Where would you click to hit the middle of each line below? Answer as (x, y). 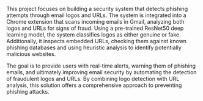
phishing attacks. (28, 92)
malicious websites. (31, 54)
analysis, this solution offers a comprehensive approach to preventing (94, 85)
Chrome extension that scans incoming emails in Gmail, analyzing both (95, 22)
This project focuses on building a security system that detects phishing (97, 9)
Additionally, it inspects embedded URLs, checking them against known (97, 41)
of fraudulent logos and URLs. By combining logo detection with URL (93, 79)
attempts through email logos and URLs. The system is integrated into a (96, 15)
